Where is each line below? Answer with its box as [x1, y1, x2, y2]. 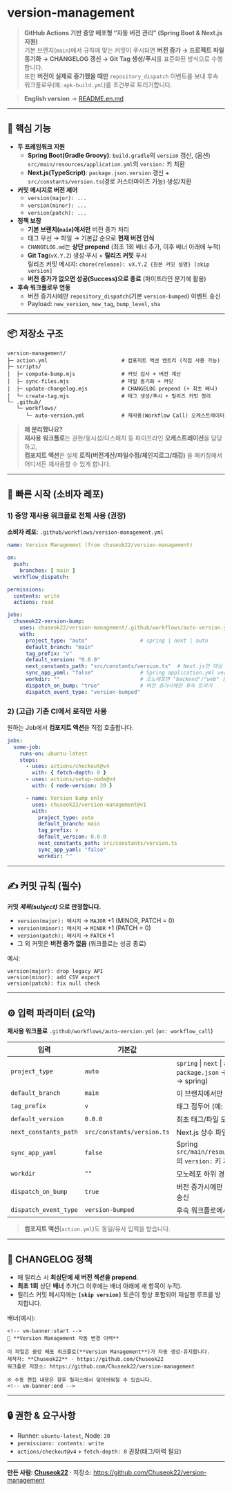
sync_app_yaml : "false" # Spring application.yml [25, 670, 215, 677]
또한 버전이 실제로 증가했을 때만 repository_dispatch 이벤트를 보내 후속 [23, 71, 219, 80]
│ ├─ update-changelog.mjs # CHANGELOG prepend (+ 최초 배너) [7, 385, 218, 392]
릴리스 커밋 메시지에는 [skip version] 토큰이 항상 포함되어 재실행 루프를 [17, 1290, 214, 1299]
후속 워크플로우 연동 [17, 283, 71, 292]
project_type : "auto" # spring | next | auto [25, 637, 209, 644]
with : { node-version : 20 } [32, 783, 113, 789]
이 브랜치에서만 [175, 1089, 223, 1098]
